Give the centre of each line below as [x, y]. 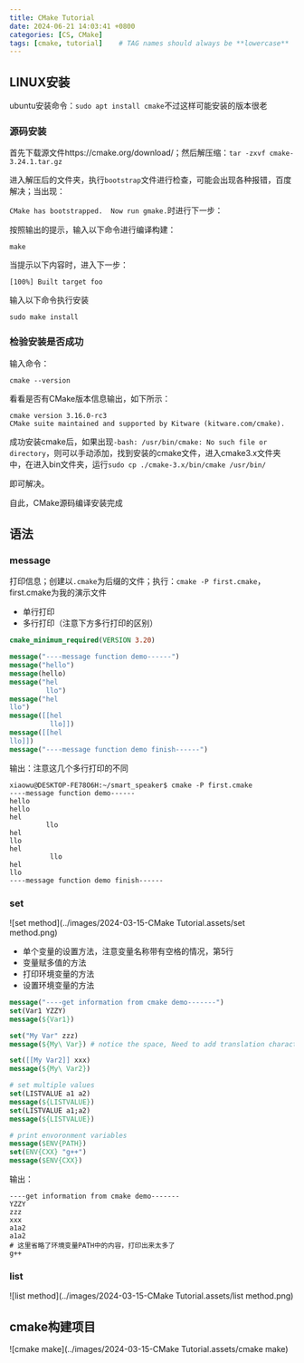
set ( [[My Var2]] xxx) [50, 1061]
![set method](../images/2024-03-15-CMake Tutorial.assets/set [128, 923]
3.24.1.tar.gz [36, 162]
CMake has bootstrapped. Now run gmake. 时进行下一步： [116, 210]
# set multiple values [52, 1086]
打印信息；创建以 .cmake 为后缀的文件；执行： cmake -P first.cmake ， [138, 581]
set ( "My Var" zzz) [44, 1036]
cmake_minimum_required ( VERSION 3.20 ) [82, 640]
